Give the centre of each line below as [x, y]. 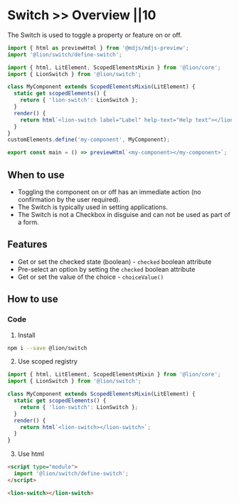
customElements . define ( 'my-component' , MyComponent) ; [89, 140]
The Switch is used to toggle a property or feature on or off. [95, 35]
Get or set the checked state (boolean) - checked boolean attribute [115, 261]
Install [26, 335]
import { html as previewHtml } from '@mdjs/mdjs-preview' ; [99, 48]
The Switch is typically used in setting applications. [93, 207]
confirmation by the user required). [69, 200]
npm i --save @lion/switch [47, 348]
